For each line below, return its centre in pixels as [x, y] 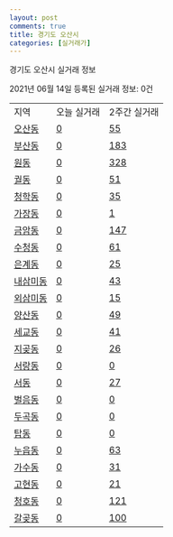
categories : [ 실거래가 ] [50, 43]
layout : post [34, 18]
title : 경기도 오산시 [44, 34]
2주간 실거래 [134, 112]
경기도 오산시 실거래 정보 [53, 69]
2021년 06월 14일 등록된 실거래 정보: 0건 [81, 89]
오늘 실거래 [78, 112]
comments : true [38, 26]
